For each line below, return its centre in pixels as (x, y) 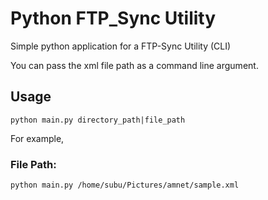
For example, (37, 138)
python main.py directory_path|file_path (98, 120)
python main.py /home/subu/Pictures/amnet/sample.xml (125, 185)
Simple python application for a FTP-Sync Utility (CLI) (121, 46)
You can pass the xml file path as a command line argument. (134, 65)
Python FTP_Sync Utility (113, 18)
